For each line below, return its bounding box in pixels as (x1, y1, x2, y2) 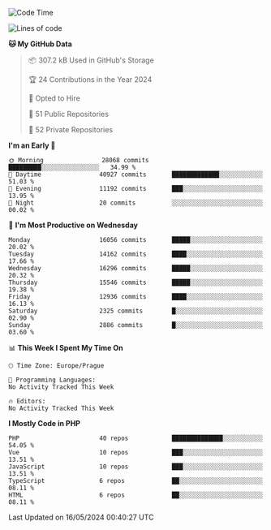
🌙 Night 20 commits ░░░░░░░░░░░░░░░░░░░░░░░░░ (8, 199, 264, 207)
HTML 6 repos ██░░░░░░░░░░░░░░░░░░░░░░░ (8, 491, 264, 499)
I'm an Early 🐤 (8, 140, 56, 150)
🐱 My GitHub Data (8, 39, 73, 49)
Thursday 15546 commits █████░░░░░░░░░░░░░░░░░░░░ (8, 278, 264, 287)
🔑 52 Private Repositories (28, 125, 114, 134)
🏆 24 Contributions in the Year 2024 (28, 75, 153, 84)
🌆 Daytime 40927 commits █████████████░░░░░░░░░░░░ (8, 170, 264, 179)
